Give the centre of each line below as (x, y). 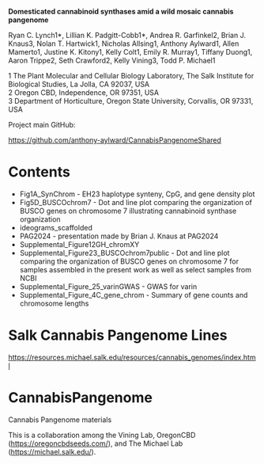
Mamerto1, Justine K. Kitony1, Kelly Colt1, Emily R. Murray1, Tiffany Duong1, (130, 52)
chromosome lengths (54, 303)
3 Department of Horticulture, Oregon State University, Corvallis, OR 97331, (131, 101)
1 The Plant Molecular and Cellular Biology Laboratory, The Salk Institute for (131, 76)
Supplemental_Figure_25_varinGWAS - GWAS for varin (108, 286)
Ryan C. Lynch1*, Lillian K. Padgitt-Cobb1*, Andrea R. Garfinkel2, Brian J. (127, 35)
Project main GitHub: (42, 125)
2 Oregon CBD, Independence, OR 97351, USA (84, 93)
